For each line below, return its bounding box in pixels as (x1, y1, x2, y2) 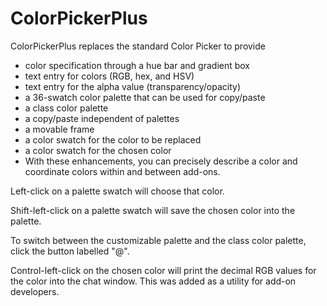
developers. (10, 285, 60, 297)
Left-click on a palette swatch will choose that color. (10, 185, 225, 197)
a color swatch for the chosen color (24, 144, 172, 156)
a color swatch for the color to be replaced (24, 133, 202, 146)
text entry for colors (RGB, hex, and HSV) (24, 70, 195, 82)
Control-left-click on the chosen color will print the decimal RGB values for (10, 264, 317, 276)
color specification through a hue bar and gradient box (24, 59, 251, 71)
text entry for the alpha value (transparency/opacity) (24, 80, 242, 92)
